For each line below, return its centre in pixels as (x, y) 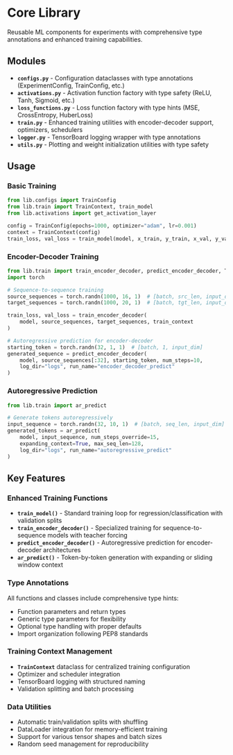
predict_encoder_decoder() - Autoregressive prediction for (101, 542)
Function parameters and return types (71, 611)
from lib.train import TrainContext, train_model (80, 207)
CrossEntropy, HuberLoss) (55, 115)
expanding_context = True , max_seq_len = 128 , (82, 443)
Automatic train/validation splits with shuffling (83, 722)
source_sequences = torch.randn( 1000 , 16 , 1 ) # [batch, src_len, (105, 297)
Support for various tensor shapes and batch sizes (89, 737)
